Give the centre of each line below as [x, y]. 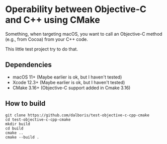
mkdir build [18, 124]
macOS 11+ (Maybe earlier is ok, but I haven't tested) [67, 77]
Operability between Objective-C [76, 9]
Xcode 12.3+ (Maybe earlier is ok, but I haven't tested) [69, 82]
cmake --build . [22, 137]
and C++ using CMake [53, 20]
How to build [25, 103]
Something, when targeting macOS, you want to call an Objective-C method [84, 34]
